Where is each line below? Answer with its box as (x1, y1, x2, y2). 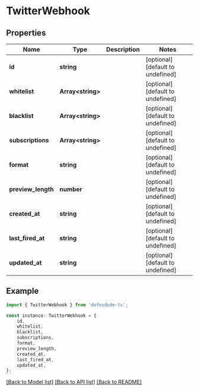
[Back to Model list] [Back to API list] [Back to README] (6, 379, 142, 386)
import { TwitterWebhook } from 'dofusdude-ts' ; (6, 301, 129, 308)
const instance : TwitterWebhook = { (6, 313, 97, 319)
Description (106, 46, 140, 53)
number (59, 185, 82, 193)
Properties (6, 28, 46, 38)
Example (6, 286, 39, 296)
